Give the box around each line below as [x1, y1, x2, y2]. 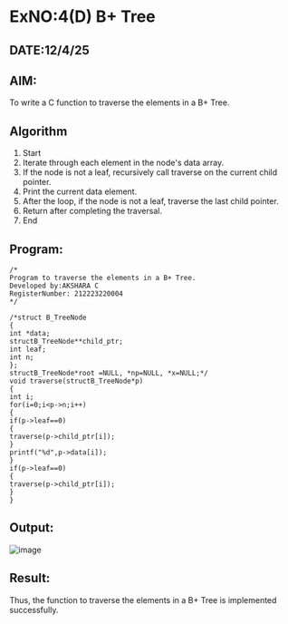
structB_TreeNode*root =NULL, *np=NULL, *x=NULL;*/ [9, 369, 208, 378]
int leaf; [9, 345, 47, 355]
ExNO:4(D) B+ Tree [9, 6, 156, 27]
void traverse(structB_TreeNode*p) [9, 376, 144, 386]
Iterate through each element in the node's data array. [22, 157, 225, 169]
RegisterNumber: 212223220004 [9, 289, 124, 298]
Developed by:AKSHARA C [9, 281, 100, 291]
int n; [9, 353, 34, 362]
